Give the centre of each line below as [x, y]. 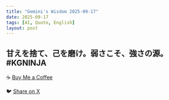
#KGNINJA [26, 63]
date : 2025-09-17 [27, 17]
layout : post [22, 28]
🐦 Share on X [23, 91]
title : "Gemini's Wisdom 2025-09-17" [52, 11]
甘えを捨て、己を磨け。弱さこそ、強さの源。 [87, 53]
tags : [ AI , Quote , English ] [41, 22]
